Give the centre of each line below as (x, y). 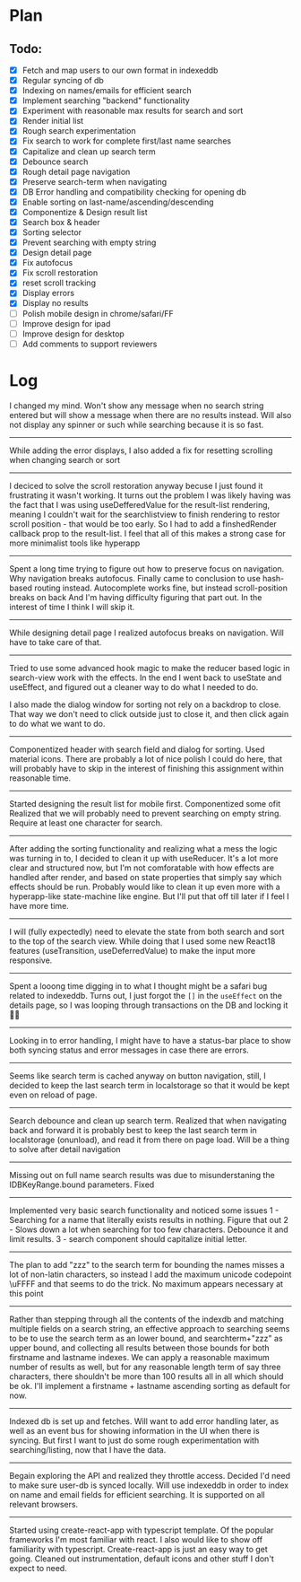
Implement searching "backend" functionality (106, 101)
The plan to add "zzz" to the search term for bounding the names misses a (147, 1264)
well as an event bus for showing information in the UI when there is (134, 1430)
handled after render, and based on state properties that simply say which (146, 877)
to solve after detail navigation (65, 1149)
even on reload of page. (53, 1095)
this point (26, 1293)
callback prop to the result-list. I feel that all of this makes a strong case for (148, 533)
